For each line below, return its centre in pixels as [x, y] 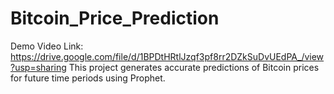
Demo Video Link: [47, 46]
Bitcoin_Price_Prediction [115, 18]
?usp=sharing [38, 67]
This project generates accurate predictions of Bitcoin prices [194, 67]
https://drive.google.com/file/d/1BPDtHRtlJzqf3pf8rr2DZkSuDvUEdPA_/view [167, 56]
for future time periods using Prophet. [88, 78]
